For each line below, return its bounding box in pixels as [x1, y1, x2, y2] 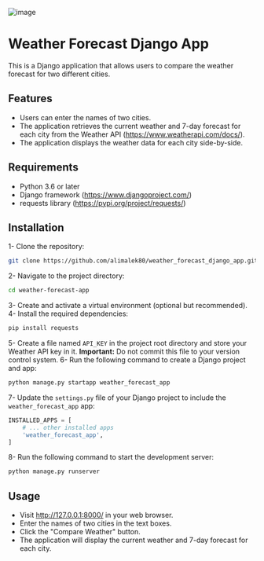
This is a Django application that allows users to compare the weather [8, 60, 234, 70]
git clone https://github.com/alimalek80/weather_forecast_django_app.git [8, 257, 258, 265]
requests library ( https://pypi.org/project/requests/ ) [19, 198, 186, 207]
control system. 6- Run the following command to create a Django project [8, 355, 246, 365]
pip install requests [8, 324, 79, 332]
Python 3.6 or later [19, 181, 80, 191]
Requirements [8, 161, 79, 174]
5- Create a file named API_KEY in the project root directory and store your [8, 339, 247, 347]
